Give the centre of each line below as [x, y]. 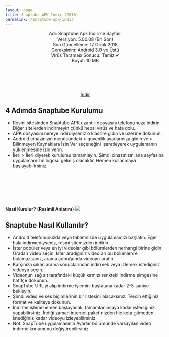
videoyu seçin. [28, 270]
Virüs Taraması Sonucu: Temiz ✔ [85, 55]
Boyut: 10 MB [85, 61]
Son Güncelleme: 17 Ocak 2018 [85, 45]
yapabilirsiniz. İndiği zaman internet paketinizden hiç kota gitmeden [83, 313]
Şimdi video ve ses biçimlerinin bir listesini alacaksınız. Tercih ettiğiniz [86, 296]
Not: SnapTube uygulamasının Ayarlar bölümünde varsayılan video [82, 323]
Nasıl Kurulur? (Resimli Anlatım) [40, 209]
